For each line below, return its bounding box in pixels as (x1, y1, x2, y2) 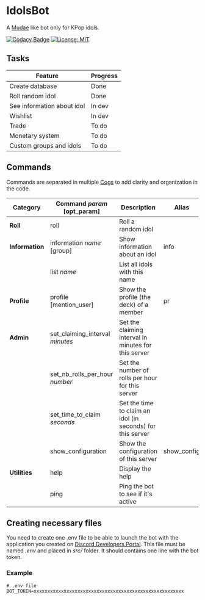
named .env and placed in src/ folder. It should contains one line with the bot (6, 547, 199, 554)
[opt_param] (63, 207, 101, 215)
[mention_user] (49, 300, 94, 309)
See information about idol (9, 101, 85, 110)
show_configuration (49, 447, 107, 455)
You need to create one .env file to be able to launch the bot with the (6, 534, 179, 541)
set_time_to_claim (49, 410, 101, 419)
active (118, 497, 137, 505)
